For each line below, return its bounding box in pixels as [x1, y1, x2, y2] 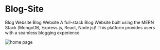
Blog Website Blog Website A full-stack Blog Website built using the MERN [5, 19, 154, 25]
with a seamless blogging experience [5, 30, 80, 35]
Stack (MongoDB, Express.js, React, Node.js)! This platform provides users [5, 24, 155, 30]
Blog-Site [5, 3, 44, 15]
